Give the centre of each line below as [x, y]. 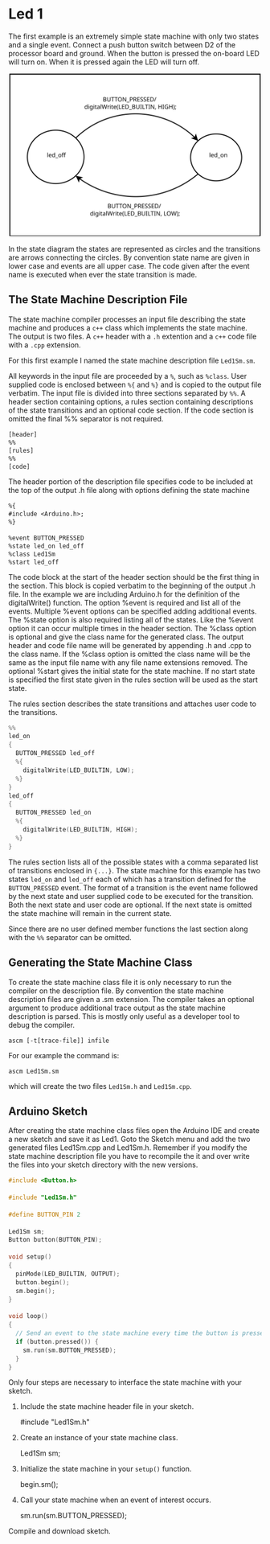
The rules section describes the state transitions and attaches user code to [133, 704]
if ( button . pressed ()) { [57, 1341]
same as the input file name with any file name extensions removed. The [128, 662]
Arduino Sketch [48, 1111]
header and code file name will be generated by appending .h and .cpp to [130, 645]
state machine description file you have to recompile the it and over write [129, 1156]
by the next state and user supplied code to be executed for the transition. [131, 896]
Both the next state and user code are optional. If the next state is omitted [130, 905]
